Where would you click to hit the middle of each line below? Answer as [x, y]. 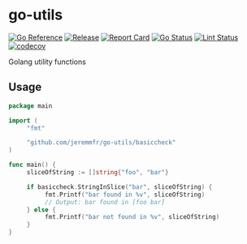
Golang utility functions [48, 62]
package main [30, 106]
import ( [23, 120]
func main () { [32, 165]
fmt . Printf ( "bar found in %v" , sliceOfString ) [125, 195]
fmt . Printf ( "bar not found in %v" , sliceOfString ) [132, 217]
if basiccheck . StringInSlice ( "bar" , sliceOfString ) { [119, 187]
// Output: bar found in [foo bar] [104, 202]
